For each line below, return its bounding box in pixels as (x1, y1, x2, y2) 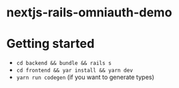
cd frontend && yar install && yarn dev (16, 67, 133, 74)
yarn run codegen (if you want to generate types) (16, 73, 154, 81)
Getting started (6, 36, 95, 52)
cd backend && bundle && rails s (16, 60, 112, 67)
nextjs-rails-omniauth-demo (6, 5, 172, 20)
